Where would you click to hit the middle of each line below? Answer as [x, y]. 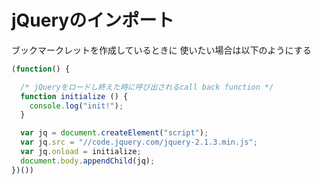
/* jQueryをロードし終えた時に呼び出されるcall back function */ [147, 87]
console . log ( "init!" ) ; [76, 106]
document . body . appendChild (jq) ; [88, 161]
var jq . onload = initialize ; [81, 152]
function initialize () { [74, 96]
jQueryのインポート [93, 20]
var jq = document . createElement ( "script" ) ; [114, 133]
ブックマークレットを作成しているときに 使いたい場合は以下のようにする [161, 50]
